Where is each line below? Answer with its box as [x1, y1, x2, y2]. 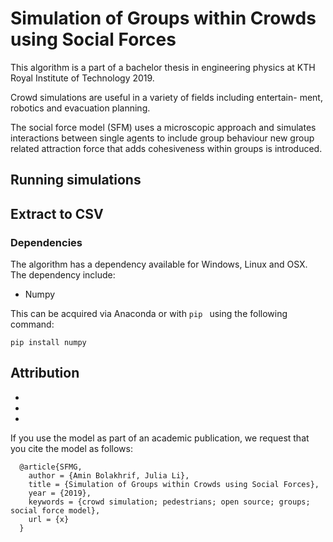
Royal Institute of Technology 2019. [10, 72, 155, 84]
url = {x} [28, 514, 70, 524]
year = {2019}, [28, 488, 92, 498]
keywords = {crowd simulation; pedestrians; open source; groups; [28, 497, 311, 507]
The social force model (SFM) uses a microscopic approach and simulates [10, 121, 317, 133]
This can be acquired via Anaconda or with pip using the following [10, 308, 288, 320]
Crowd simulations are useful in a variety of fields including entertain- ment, [10, 91, 323, 103]
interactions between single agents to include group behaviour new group [10, 132, 315, 144]
